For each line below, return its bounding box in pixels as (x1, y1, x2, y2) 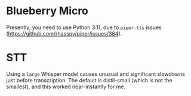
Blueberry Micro (6, 4, 88, 18)
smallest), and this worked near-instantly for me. (6, 83, 125, 90)
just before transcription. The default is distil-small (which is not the (6, 76, 172, 84)
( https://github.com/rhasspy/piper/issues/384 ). (6, 30, 122, 37)
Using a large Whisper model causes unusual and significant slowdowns (6, 70, 185, 78)
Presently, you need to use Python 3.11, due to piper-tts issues (6, 24, 162, 31)
